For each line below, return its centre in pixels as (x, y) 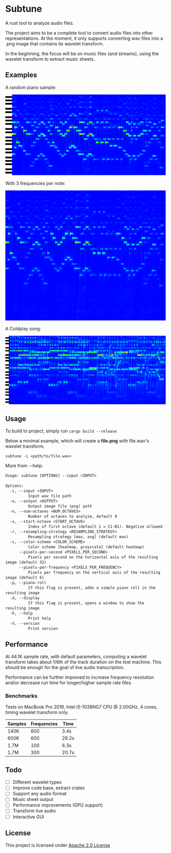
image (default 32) (26, 562)
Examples (21, 75)
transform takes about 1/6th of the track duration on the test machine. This (83, 662)
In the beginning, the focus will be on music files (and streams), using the (82, 54)
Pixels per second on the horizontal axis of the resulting (93, 557)
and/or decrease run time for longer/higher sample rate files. (69, 683)
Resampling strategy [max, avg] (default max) (78, 537)
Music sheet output (33, 799)
